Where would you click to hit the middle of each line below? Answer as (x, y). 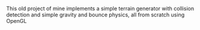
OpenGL (17, 21)
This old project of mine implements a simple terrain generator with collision (100, 9)
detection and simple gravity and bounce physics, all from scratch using (95, 15)
